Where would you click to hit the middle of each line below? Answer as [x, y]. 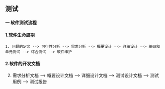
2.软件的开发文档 [23, 63]
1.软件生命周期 [20, 35]
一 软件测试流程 [21, 22]
